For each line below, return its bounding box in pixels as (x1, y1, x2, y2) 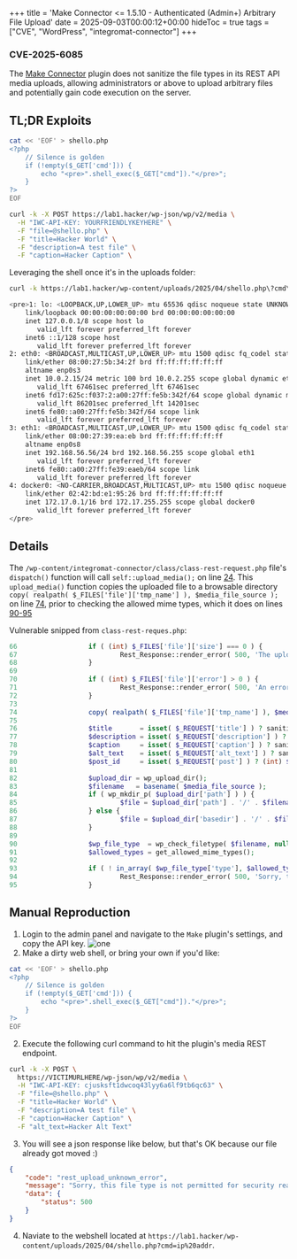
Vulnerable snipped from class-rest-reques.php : (9, 624, 187, 636)
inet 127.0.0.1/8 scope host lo (25, 316, 144, 326)
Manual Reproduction (9, 905, 131, 920)
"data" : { (25, 1190, 62, 1199)
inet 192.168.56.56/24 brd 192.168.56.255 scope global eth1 (25, 448, 255, 457)
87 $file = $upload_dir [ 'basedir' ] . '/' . (9, 815, 271, 824)
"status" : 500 (41, 1198, 93, 1207)
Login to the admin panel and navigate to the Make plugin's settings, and (21, 929, 283, 939)
